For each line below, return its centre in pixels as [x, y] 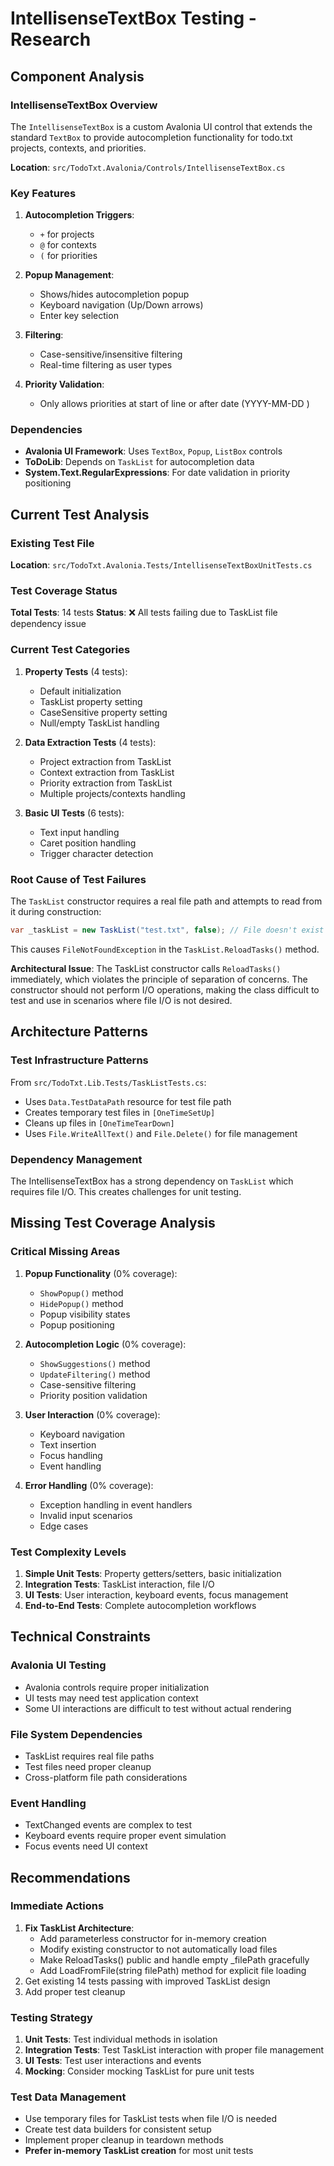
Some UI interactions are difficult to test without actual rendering [158, 1708]
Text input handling [79, 832]
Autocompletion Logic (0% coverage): [105, 1344]
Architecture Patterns [79, 1032]
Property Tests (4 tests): [76, 671]
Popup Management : [69, 275]
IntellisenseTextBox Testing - [133, 18]
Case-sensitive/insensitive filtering [111, 354]
